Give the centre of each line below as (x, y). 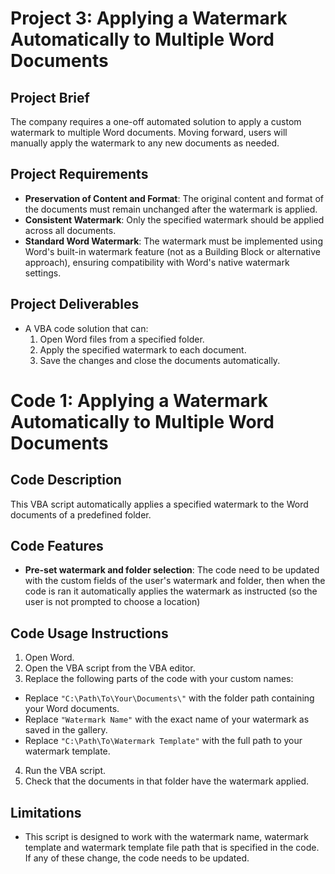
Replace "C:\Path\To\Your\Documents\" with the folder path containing (169, 698)
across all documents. (70, 230)
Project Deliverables (75, 304)
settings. (43, 273)
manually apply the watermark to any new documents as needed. (145, 143)
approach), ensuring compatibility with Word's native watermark (157, 262)
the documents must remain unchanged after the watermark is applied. (171, 209)
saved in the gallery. (66, 730)
